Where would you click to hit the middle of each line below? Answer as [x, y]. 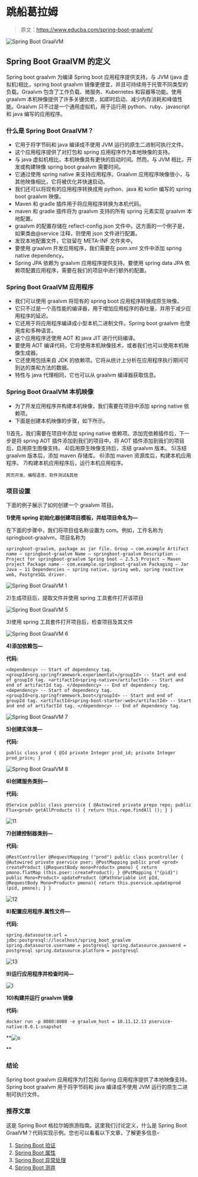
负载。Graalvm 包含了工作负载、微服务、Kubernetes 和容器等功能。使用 [94, 92]
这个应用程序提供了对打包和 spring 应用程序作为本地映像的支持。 [94, 152]
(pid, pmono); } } [29, 888]
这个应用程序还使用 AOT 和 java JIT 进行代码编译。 [77, 338]
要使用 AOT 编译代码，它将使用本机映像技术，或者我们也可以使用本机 [99, 345]
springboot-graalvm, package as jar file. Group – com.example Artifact [98, 549]
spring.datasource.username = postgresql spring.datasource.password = [96, 945]
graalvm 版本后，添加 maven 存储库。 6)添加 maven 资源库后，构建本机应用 [99, 455]
